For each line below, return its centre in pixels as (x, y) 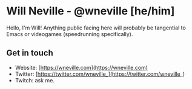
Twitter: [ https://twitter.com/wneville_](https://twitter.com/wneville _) (100, 74)
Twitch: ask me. (35, 80)
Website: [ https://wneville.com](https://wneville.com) (81, 67)
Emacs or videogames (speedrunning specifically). (70, 34)
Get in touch (30, 53)
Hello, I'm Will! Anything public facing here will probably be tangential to (96, 28)
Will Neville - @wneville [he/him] (91, 11)
